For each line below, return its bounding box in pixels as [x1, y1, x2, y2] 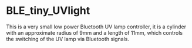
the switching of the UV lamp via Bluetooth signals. [6, 35, 130, 42]
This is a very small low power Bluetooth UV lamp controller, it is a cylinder [6, 23, 187, 30]
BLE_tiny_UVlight [6, 4, 90, 17]
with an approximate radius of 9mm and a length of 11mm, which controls [6, 29, 183, 36]
